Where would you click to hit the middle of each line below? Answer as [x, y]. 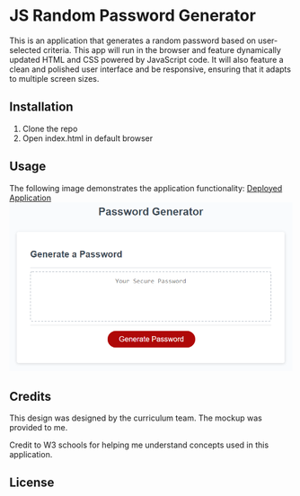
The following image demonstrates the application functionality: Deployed [146, 188]
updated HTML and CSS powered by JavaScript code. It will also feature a [147, 59]
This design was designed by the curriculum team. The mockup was [136, 418]
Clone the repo [50, 128]
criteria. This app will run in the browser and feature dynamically [162, 49]
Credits [31, 396]
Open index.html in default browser [88, 138]
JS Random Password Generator [132, 16]
